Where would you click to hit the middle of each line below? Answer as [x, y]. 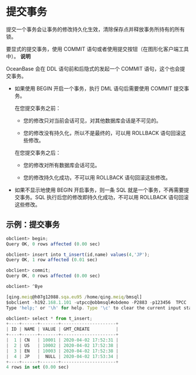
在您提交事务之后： [38, 152]
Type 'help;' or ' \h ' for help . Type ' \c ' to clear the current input [94, 308]
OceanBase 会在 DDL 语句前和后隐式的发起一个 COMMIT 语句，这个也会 [93, 68]
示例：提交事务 [33, 225]
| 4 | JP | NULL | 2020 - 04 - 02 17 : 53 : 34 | [62, 356]
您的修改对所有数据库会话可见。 [62, 165]
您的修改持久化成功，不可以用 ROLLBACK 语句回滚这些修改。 [97, 177]
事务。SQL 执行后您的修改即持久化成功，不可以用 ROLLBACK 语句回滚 [104, 197]
